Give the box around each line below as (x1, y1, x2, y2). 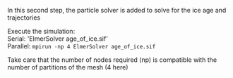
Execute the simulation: (7, 27, 76, 35)
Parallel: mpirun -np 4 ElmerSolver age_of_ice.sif (7, 42, 156, 50)
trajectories (7, 13, 41, 22)
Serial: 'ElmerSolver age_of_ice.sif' (7, 34, 108, 43)
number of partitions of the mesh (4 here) (7, 63, 129, 71)
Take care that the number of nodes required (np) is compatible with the (7, 56, 217, 64)
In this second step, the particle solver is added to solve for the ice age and (7, 6, 227, 14)
